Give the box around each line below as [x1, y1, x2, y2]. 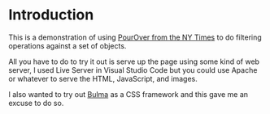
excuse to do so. [8, 98, 64, 108]
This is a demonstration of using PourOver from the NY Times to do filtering [8, 32, 262, 42]
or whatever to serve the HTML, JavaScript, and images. [8, 74, 198, 83]
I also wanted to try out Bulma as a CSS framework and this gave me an [8, 89, 249, 99]
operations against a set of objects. [8, 40, 127, 50]
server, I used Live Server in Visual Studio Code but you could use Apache [8, 65, 258, 74]
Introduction [8, 6, 94, 24]
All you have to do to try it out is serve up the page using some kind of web [8, 57, 260, 66]
